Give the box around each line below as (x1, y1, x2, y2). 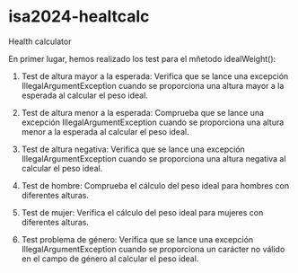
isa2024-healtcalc (8, 6, 150, 27)
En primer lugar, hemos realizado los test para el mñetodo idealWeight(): (8, 53, 276, 64)
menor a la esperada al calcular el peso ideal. (21, 126, 189, 136)
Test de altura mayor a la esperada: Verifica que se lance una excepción (21, 70, 289, 82)
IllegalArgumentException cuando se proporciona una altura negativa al (21, 153, 286, 163)
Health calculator (8, 36, 72, 47)
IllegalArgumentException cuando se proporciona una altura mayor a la (21, 80, 285, 91)
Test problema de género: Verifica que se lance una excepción (21, 233, 254, 244)
